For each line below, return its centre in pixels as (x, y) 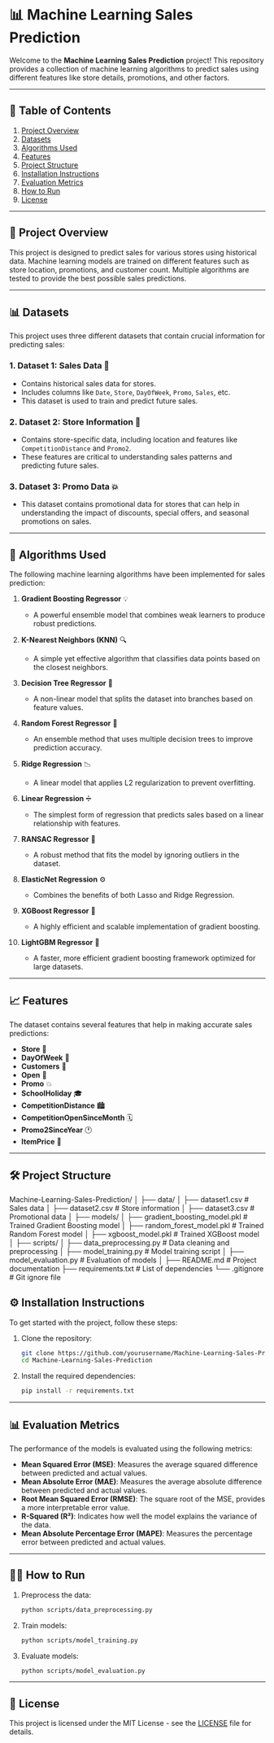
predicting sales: (37, 345)
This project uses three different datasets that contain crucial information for (137, 336)
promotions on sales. (56, 521)
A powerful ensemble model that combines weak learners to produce (149, 615)
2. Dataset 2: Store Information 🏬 (75, 421)
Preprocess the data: (56, 1595)
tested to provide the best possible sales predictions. (98, 278)
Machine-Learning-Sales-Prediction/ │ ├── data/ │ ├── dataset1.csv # (129, 1199)
